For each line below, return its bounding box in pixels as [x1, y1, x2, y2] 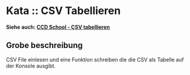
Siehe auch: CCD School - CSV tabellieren [6, 23, 110, 30]
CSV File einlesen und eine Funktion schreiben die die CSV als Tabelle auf [6, 56, 184, 63]
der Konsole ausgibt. [6, 62, 56, 69]
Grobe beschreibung [6, 40, 83, 50]
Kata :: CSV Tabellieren [6, 4, 121, 18]
